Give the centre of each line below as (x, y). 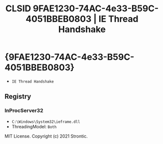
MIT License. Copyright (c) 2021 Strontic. (46, 136)
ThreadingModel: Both (34, 126)
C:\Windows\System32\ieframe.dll (46, 122)
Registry (18, 97)
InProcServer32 (24, 111)
